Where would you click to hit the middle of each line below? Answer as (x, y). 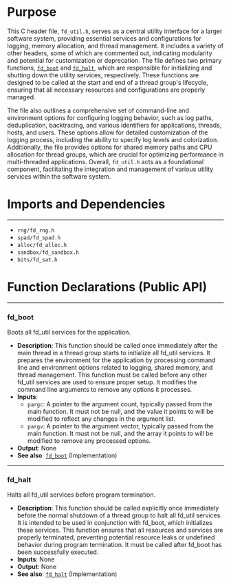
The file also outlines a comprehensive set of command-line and (98, 110)
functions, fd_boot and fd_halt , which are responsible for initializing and (110, 68)
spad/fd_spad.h (39, 238)
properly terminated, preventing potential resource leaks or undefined (116, 537)
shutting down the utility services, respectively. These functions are (103, 75)
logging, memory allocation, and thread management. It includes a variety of (115, 46)
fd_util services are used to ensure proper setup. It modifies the (107, 382)
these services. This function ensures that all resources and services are (120, 530)
